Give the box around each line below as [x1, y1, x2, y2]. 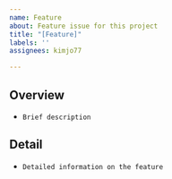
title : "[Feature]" [9, 30, 82, 38]
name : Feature [9, 13, 63, 22]
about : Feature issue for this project [9, 21, 159, 30]
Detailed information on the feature [21, 162, 164, 171]
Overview [9, 87, 65, 103]
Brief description [21, 113, 91, 122]
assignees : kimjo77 [9, 47, 82, 55]
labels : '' [9, 38, 50, 47]
